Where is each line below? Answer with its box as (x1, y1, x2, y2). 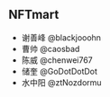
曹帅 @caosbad (21, 43, 80, 54)
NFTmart (8, 7, 60, 22)
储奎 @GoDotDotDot (21, 66, 98, 76)
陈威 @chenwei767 (21, 54, 94, 66)
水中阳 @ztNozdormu (21, 76, 102, 88)
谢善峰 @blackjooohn (21, 31, 101, 43)
